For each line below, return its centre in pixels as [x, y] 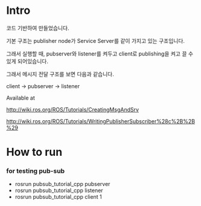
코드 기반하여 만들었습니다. [38, 28]
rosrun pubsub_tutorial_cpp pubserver [62, 184]
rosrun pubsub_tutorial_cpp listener [59, 190]
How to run [34, 152]
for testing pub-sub [36, 171]
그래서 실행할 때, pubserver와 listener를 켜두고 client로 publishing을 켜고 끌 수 [100, 53]
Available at [21, 98]
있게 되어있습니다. [27, 61]
